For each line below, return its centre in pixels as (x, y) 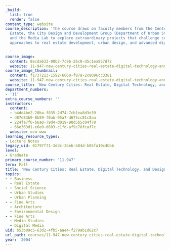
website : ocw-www (28, 132)
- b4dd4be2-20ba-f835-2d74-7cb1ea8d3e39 (53, 113)
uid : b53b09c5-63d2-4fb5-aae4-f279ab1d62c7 (52, 230)
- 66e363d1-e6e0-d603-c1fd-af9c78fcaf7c (53, 127)
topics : (13, 174)
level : (12, 151)
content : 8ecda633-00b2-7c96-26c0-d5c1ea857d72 (61, 61)
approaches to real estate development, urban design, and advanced (83, 43)
